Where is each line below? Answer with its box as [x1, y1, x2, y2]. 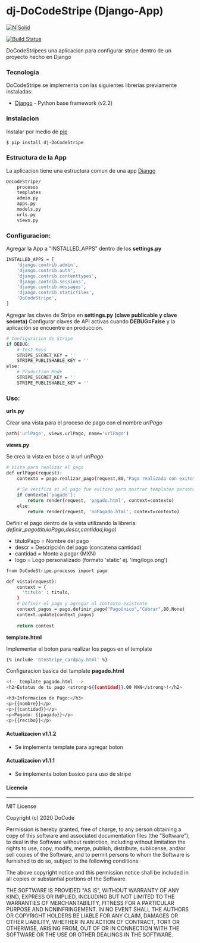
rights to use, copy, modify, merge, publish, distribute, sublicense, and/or [6, 845, 186, 852]
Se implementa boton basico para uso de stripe [14, 770, 132, 777]
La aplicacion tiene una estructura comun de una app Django [6, 167, 156, 174]
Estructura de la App [6, 154, 67, 162]
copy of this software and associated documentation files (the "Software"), [6, 832, 190, 839]
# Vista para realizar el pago [6, 464, 84, 470]
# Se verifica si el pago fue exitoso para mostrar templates [17, 486, 174, 492]
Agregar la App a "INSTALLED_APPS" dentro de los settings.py [6, 245, 162, 252]
